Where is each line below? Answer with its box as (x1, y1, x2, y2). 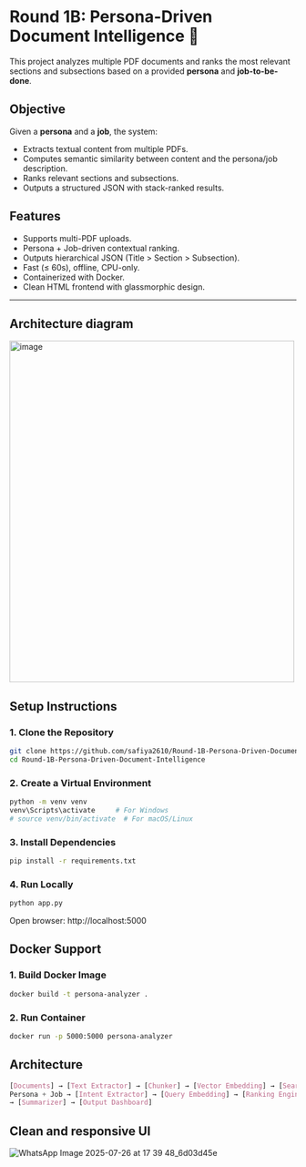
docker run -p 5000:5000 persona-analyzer (9, 1031, 173, 1040)
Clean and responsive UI (9, 1123, 151, 1139)
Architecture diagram (9, 316, 134, 332)
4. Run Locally (9, 877, 74, 890)
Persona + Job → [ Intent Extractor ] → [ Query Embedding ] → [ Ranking (9, 1090, 275, 1099)
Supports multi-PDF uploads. (22, 232, 132, 243)
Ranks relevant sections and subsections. (22, 172, 179, 183)
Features (9, 209, 61, 224)
